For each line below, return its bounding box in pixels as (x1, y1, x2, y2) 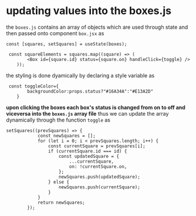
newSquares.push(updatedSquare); (58, 174, 141, 180)
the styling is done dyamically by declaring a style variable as (6, 72, 155, 79)
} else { (48, 179, 69, 185)
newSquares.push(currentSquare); (58, 184, 141, 190)
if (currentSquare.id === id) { (48, 148, 127, 154)
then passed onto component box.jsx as (6, 29, 104, 36)
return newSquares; (37, 200, 85, 205)
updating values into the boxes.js (6, 4, 172, 18)
